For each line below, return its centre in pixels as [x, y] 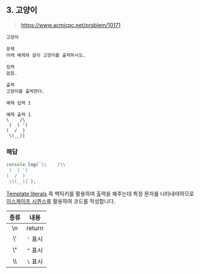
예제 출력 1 [19, 114]
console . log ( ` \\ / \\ [36, 165]
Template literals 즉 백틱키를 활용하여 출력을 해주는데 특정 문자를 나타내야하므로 [100, 193]
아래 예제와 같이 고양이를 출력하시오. [46, 55]
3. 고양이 [22, 10]
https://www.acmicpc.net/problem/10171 [71, 25]
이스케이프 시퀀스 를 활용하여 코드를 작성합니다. [61, 201]
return [35, 228]
